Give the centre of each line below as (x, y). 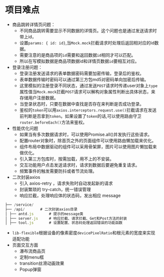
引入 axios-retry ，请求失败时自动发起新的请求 (66, 183)
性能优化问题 (25, 128)
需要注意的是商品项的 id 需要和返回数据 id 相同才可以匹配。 (78, 55)
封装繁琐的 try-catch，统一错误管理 (55, 189)
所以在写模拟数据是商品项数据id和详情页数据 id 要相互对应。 (79, 61)
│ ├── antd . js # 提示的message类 (44, 214)
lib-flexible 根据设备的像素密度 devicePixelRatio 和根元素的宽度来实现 (84, 233)
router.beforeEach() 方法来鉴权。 (53, 122)
